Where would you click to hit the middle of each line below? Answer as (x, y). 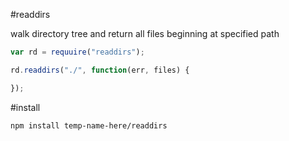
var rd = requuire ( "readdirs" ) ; (77, 52)
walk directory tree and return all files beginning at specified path (145, 33)
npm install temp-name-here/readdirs (89, 125)
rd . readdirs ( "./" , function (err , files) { (100, 70)
